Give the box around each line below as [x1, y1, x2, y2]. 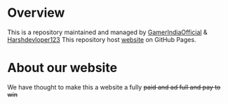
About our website [7, 60, 118, 76]
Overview [7, 5, 65, 21]
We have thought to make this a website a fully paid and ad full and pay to [7, 82, 221, 91]
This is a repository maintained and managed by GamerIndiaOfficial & [7, 28, 208, 36]
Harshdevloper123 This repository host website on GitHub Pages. [7, 35, 196, 43]
